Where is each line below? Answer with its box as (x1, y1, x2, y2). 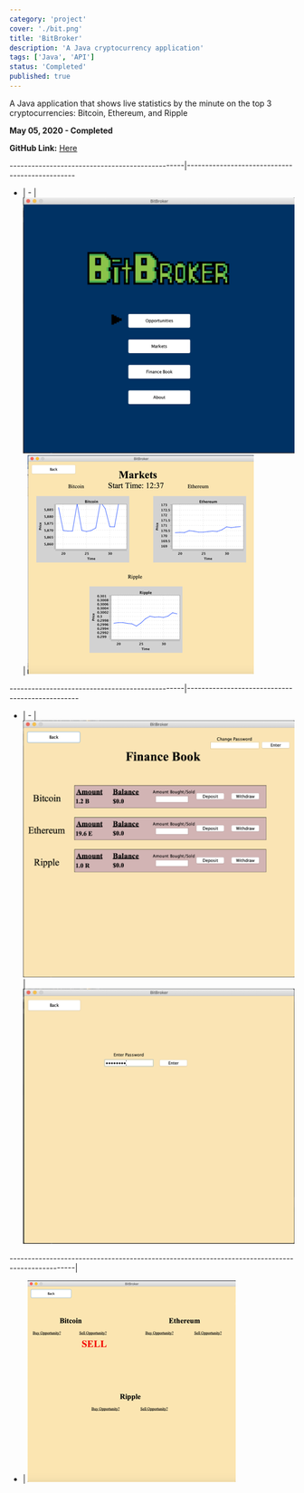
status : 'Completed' (9, 62, 88, 72)
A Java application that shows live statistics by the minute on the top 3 (9, 98, 272, 109)
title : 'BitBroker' (9, 33, 83, 43)
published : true (9, 72, 71, 81)
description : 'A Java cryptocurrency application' (9, 43, 204, 53)
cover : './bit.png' (9, 24, 83, 33)
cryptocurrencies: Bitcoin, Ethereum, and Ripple (9, 107, 188, 118)
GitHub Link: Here (9, 142, 78, 153)
